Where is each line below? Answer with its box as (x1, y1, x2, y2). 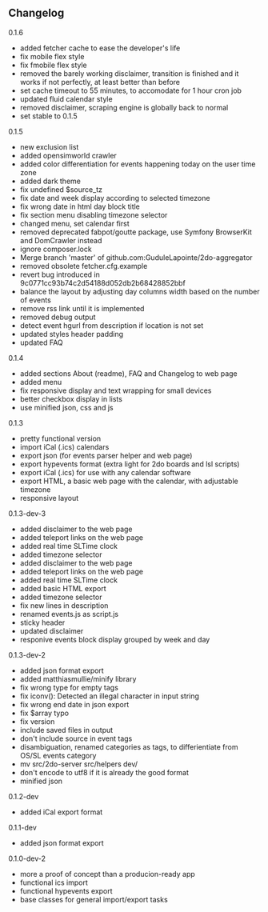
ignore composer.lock (19, 244, 92, 254)
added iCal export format (19, 807, 103, 817)
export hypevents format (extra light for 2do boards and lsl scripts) (19, 459, 240, 469)
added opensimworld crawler (19, 150, 118, 160)
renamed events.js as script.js (19, 609, 118, 618)
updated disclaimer (19, 626, 84, 635)
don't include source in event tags (19, 734, 133, 743)
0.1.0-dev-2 (8, 854, 46, 863)
